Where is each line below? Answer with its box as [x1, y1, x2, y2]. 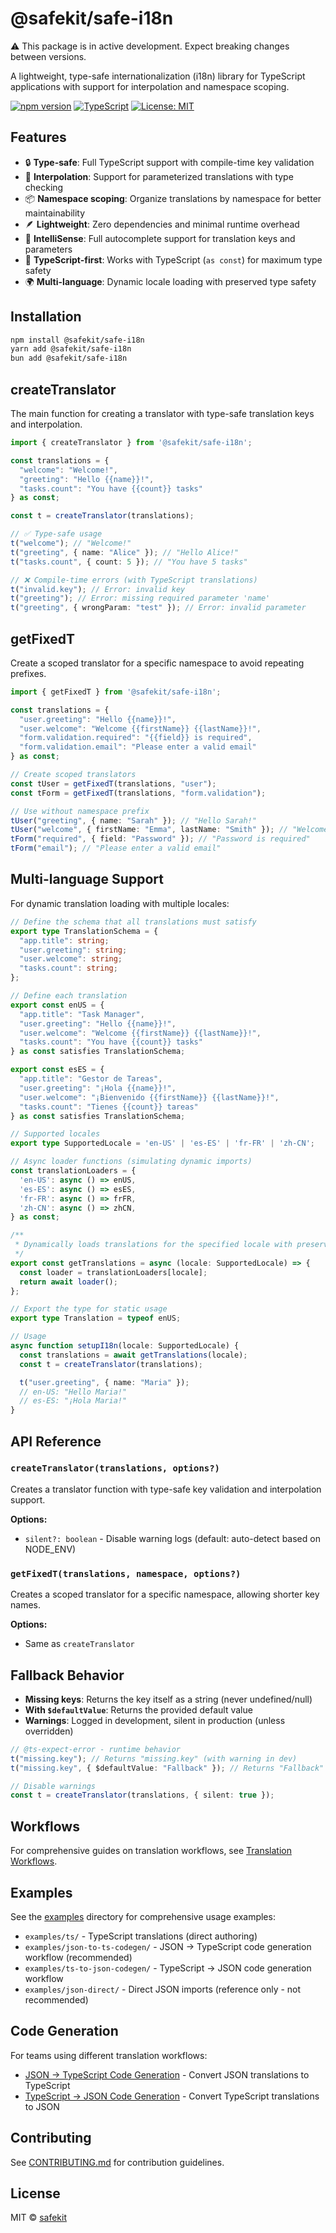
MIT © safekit [10, 2212, 67, 2224]
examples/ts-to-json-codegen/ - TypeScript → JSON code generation [24, 1962, 312, 1974]
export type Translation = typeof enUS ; [10, 1313, 182, 1324]
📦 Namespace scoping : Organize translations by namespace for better [24, 192, 322, 204]
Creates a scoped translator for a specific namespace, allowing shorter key [10, 1588, 320, 1601]
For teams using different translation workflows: [10, 2049, 208, 2061]
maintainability [24, 207, 86, 219]
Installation [10, 308, 82, 326]
